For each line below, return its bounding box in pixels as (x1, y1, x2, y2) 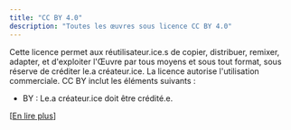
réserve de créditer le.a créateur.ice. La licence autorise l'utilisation (9, 65, 259, 77)
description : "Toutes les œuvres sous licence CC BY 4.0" (9, 22, 232, 31)
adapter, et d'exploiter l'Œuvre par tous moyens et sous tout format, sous (9, 56, 282, 67)
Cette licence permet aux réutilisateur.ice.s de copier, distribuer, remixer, (9, 46, 280, 57)
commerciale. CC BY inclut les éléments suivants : (9, 75, 196, 86)
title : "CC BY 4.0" (9, 13, 83, 23)
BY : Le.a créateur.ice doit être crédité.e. (22, 92, 174, 104)
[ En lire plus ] (9, 110, 57, 121)
